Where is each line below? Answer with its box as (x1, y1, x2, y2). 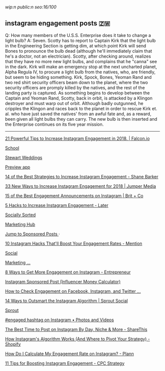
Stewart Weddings (5, 154, 43, 160)
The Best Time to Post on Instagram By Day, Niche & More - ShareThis (5, 326, 147, 332)
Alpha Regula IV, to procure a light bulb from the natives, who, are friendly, (5, 69, 156, 75)
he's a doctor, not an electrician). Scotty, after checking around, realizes (5, 53, 151, 59)
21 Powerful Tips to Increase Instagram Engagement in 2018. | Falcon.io (5, 135, 150, 141)
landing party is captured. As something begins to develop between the (5, 90, 150, 96)
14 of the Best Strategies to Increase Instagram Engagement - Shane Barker (5, 173, 159, 179)
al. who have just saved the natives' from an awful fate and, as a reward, (5, 111, 152, 117)
